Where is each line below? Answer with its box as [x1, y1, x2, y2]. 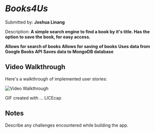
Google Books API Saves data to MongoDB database [5, 49, 114, 54]
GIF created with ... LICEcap [5, 95, 62, 101]
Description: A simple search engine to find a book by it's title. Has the [5, 28, 150, 34]
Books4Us [5, 3, 48, 14]
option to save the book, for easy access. [5, 34, 90, 40]
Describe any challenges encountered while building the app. [5, 122, 129, 128]
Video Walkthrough [5, 63, 66, 71]
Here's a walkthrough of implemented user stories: [5, 76, 108, 81]
